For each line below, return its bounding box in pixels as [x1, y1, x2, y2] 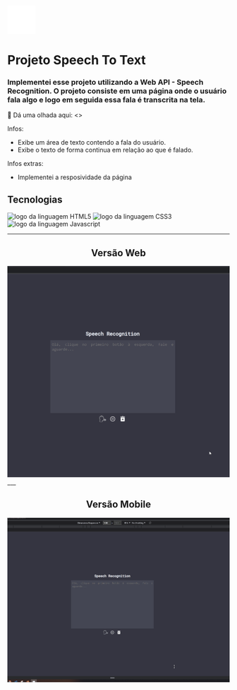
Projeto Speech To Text [7, 52, 146, 68]
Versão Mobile [85, 499, 152, 511]
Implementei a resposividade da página [17, 173, 133, 181]
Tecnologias [7, 193, 63, 205]
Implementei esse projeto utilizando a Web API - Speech [7, 78, 204, 87]
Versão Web [91, 247, 146, 259]
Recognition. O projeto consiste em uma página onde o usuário [7, 86, 227, 96]
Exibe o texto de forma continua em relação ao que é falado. [17, 146, 194, 155]
